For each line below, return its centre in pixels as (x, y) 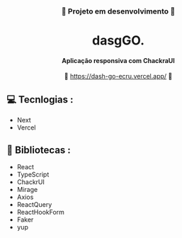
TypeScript (33, 174)
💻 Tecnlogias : (40, 100)
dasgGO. (118, 41)
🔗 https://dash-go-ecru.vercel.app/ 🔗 (118, 76)
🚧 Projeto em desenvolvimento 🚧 (118, 11)
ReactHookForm (41, 212)
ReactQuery (34, 204)
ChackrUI (31, 182)
